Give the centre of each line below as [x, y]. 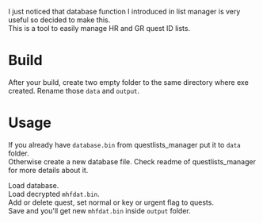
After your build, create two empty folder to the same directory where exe [129, 82]
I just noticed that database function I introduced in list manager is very [124, 12]
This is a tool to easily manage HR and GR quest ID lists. [99, 28]
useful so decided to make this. [59, 20]
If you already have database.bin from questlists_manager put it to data [125, 144]
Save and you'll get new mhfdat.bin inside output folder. [100, 210]
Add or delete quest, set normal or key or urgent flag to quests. [111, 202]
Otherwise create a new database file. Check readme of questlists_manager [132, 161]
